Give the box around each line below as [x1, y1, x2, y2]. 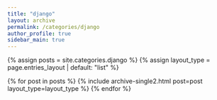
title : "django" [7, 10, 55, 18]
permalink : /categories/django [7, 23, 100, 30]
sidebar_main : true [7, 37, 65, 44]
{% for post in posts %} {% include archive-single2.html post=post [7, 77, 204, 85]
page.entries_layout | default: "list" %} [7, 63, 119, 72]
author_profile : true [7, 30, 72, 37]
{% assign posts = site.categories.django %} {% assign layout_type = [7, 56, 211, 64]
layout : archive [7, 17, 55, 24]
